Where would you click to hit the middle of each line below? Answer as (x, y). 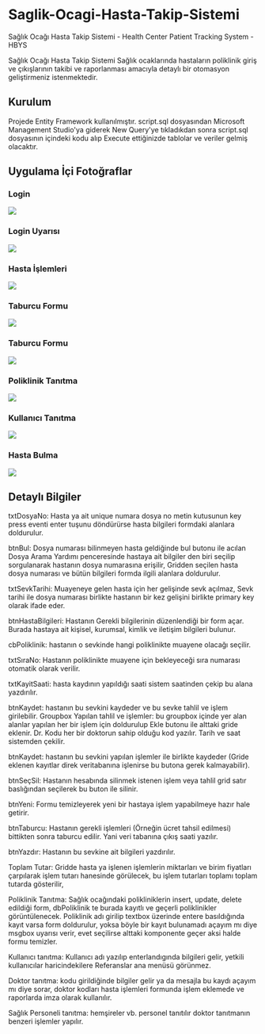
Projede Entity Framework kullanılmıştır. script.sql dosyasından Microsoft (127, 121)
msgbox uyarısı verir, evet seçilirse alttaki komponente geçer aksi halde (125, 933)
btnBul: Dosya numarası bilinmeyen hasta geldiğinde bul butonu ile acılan (127, 548)
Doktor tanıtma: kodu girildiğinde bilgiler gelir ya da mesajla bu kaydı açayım (132, 981)
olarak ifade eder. (37, 606)
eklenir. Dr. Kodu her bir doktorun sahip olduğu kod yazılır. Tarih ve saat (125, 733)
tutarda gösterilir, (36, 884)
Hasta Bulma (33, 455)
